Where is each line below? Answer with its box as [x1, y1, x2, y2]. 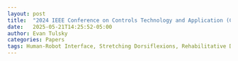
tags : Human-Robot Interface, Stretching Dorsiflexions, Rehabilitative [7, 43, 227, 50]
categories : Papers [7, 36, 65, 43]
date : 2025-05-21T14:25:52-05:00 [7, 23, 113, 30]
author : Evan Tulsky [7, 29, 69, 37]
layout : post [7, 10, 46, 18]
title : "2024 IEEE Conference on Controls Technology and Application [7, 17, 223, 24]
